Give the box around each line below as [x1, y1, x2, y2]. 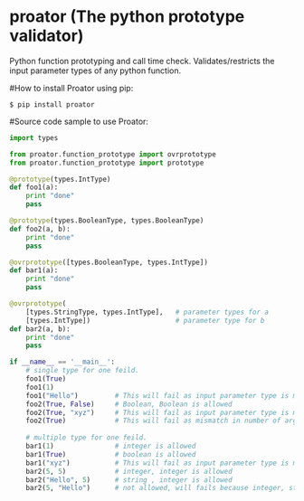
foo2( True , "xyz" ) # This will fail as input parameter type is [25, 408, 290, 417]
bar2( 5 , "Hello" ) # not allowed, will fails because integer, [25, 484, 285, 493]
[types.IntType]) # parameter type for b [25, 316, 265, 325]
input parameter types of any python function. [9, 65, 182, 76]
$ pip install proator [9, 99, 95, 109]
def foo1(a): [9, 183, 59, 192]
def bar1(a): [9, 266, 59, 275]
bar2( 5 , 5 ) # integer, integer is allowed [25, 467, 233, 476]
